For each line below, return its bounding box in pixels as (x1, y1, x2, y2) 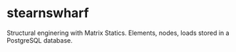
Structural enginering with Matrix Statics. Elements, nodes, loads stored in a (6, 28, 230, 37)
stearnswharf (6, 5, 90, 21)
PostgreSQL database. (6, 36, 73, 44)
